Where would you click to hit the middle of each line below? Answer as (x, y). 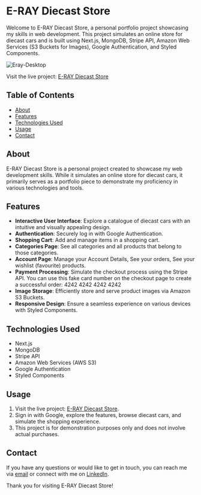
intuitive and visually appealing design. (63, 227)
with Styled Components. (46, 310)
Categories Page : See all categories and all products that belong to (98, 247)
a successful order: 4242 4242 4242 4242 (68, 285)
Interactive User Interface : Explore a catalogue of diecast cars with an (103, 221)
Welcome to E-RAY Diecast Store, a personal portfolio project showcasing (97, 28)
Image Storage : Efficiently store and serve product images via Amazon (103, 291)
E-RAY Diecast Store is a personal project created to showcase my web (94, 169)
